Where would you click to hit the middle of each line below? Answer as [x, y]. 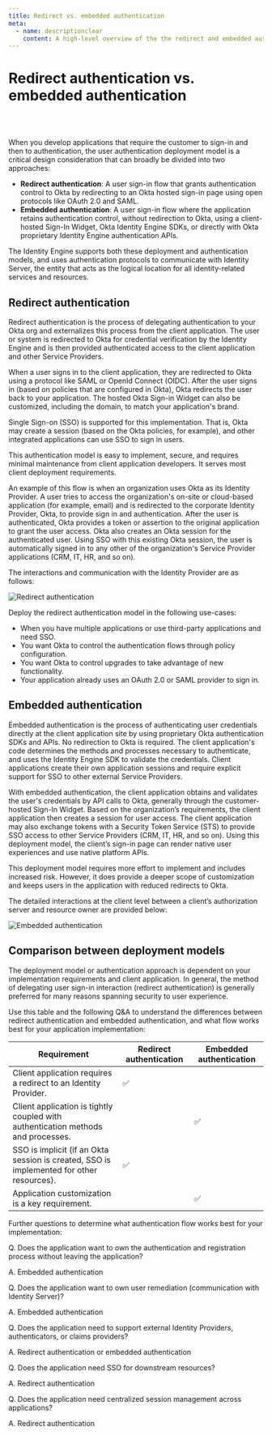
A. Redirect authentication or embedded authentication [100, 1352]
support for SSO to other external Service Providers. [96, 776]
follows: [21, 581]
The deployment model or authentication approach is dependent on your [130, 970]
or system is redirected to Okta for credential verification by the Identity [127, 339]
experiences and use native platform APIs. [79, 852]
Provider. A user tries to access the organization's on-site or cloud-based [131, 496]
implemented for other [55, 1169]
